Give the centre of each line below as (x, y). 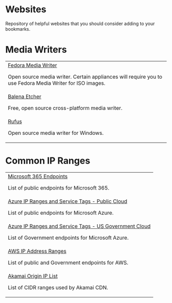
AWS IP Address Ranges (37, 251)
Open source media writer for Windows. (56, 133)
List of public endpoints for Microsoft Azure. (61, 213)
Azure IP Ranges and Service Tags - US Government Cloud (79, 226)
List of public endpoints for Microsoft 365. (59, 188)
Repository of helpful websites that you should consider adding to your (80, 24)
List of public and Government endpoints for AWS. (68, 263)
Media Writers (36, 50)
